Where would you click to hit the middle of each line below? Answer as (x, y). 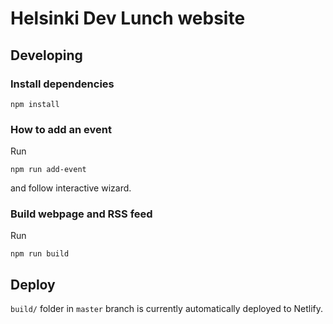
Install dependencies (62, 84)
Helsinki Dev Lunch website (128, 18)
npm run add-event (48, 170)
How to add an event (61, 129)
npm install (35, 104)
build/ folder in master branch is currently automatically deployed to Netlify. (167, 309)
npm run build (40, 254)
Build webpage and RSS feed (81, 214)
